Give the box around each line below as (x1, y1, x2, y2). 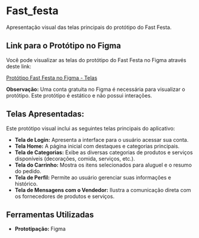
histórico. (14, 180, 38, 187)
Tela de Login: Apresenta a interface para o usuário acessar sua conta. (14, 136, 189, 143)
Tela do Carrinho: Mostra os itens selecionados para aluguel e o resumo (14, 161, 192, 168)
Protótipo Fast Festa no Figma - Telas (6, 74, 98, 81)
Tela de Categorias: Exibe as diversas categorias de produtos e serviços (14, 149, 193, 156)
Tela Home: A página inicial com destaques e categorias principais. (14, 142, 179, 149)
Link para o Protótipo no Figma (6, 41, 121, 51)
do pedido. (14, 167, 41, 175)
